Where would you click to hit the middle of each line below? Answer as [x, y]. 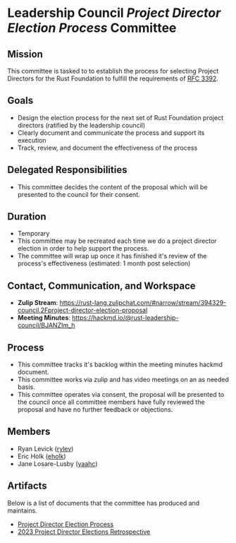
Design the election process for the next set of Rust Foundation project [120, 117]
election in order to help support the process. [83, 249]
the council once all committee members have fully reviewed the [111, 402]
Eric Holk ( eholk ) [42, 456]
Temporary [33, 234]
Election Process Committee [92, 28]
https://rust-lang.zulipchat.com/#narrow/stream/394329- [143, 303]
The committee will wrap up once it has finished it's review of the [112, 256]
